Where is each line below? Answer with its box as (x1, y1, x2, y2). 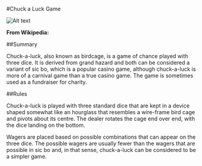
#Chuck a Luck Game (6, 5, 61, 12)
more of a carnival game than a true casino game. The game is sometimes (6, 72, 194, 79)
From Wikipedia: (6, 29, 49, 36)
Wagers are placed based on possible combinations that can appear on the (6, 134, 196, 140)
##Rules (6, 90, 28, 97)
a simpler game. (6, 153, 47, 160)
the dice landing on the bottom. (6, 121, 86, 129)
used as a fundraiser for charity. (6, 79, 88, 85)
